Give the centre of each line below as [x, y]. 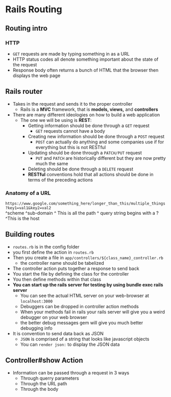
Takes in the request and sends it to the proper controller [72, 104]
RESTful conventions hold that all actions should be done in [91, 174]
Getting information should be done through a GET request [89, 126]
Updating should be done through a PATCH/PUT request [85, 153]
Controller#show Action [44, 361]
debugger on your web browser [54, 317]
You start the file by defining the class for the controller [71, 274]
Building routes [30, 234]
